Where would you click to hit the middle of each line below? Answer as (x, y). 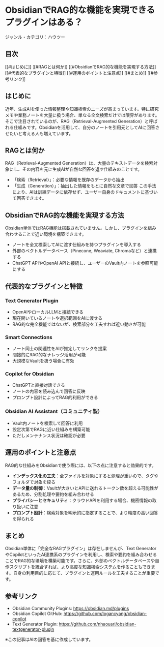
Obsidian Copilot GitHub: (37, 614)
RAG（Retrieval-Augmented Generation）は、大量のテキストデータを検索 (79, 163)
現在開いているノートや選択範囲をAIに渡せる (57, 318)
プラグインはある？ (44, 22)
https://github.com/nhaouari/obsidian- (97, 624)
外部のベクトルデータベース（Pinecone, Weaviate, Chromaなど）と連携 (84, 251)
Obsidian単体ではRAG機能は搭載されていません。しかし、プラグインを (76, 228)
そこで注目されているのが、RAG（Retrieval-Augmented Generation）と (77, 121)
